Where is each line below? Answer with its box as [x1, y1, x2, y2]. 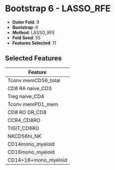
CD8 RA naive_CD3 [7, 85, 52, 92]
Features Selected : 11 [12, 40, 56, 46]
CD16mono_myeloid [7, 148, 55, 155]
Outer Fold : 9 [12, 19, 40, 25]
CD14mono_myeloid [7, 141, 55, 147]
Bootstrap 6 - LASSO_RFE [5, 3, 111, 14]
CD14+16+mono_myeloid [7, 156, 68, 163]
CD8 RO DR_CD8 [7, 109, 46, 116]
